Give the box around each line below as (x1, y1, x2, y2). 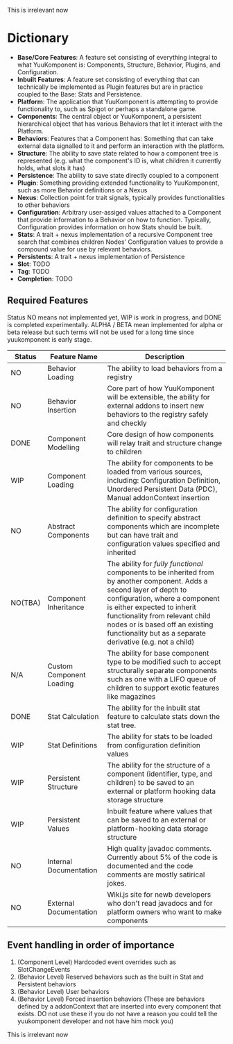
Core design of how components (107, 429, 214, 439)
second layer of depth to (107, 585, 187, 595)
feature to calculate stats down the (107, 711, 221, 721)
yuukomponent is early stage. (7, 335, 92, 343)
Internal (47, 856, 73, 866)
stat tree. (107, 720, 137, 730)
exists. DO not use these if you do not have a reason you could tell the (17, 1009, 218, 1018)
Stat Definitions (47, 740, 98, 749)
